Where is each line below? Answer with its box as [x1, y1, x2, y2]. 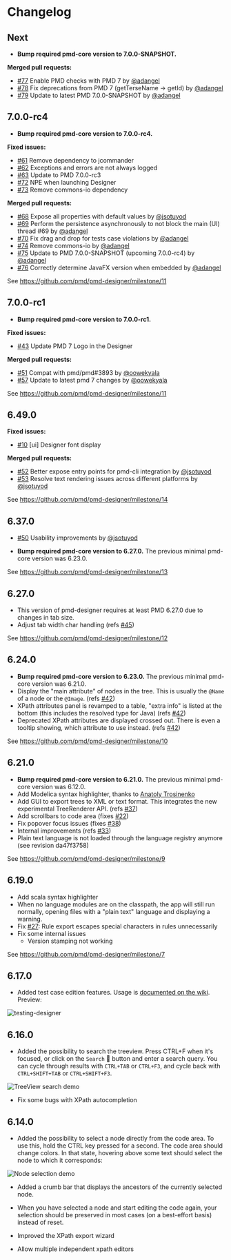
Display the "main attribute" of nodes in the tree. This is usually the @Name [17, 687, 225, 695]
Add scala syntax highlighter [17, 893, 99, 901]
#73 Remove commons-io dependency [17, 185, 128, 194]
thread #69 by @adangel [17, 227, 88, 235]
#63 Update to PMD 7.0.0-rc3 [17, 170, 101, 179]
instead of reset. [17, 1218, 64, 1226]
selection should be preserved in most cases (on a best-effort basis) [17, 1210, 212, 1219]
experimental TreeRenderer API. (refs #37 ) [17, 804, 138, 813]
